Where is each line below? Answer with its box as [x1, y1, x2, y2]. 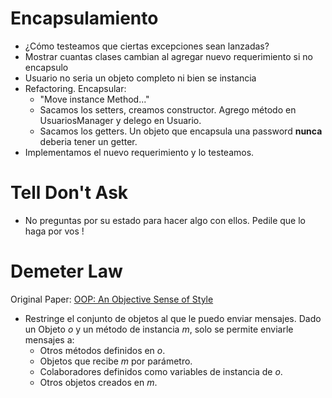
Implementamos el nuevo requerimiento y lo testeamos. [24, 146, 255, 158]
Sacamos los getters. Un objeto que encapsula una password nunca [39, 125, 323, 137]
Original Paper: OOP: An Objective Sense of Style [10, 293, 214, 305]
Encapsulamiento [10, 7, 159, 30]
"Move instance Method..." [39, 93, 150, 105]
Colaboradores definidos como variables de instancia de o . [39, 365, 283, 377]
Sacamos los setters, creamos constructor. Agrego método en [39, 103, 297, 116]
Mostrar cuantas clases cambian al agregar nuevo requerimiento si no [24, 50, 313, 62]
